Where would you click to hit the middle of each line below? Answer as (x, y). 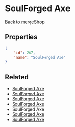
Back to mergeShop (25, 22)
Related (17, 77)
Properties (21, 37)
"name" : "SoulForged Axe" (40, 57)
